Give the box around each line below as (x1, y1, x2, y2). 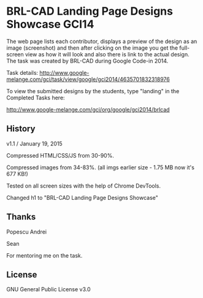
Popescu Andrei (6, 228, 47, 235)
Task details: (6, 69, 39, 76)
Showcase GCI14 (6, 17, 94, 31)
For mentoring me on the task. (6, 251, 83, 259)
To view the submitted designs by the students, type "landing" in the (6, 87, 180, 94)
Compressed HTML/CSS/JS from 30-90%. (6, 151, 115, 159)
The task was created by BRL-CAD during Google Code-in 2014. (6, 57, 169, 64)
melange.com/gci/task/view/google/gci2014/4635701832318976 (6, 75, 170, 83)
